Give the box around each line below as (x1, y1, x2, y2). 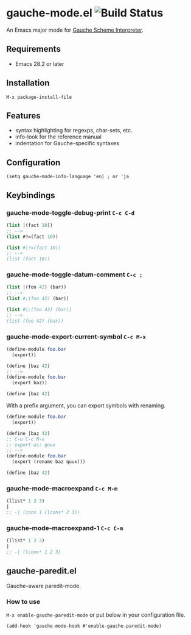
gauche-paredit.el (6, 566, 77, 576)
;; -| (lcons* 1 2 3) (6, 549, 61, 555)
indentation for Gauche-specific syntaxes (15, 140, 120, 147)
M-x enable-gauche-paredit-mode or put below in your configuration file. (6, 611, 186, 619)
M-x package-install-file (6, 94, 72, 100)
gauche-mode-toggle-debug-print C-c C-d (6, 208, 135, 217)
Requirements (6, 44, 61, 54)
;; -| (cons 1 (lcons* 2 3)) (6, 509, 80, 515)
